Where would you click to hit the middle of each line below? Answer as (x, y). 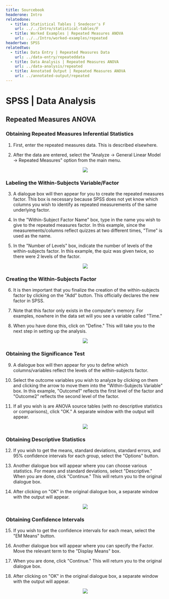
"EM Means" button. (34, 536)
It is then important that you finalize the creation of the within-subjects (86, 290)
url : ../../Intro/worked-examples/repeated (61, 38)
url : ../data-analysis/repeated (49, 66)
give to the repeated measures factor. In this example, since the (79, 225)
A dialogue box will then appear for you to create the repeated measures (89, 194)
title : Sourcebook (25, 10)
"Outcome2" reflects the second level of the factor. (66, 396)
